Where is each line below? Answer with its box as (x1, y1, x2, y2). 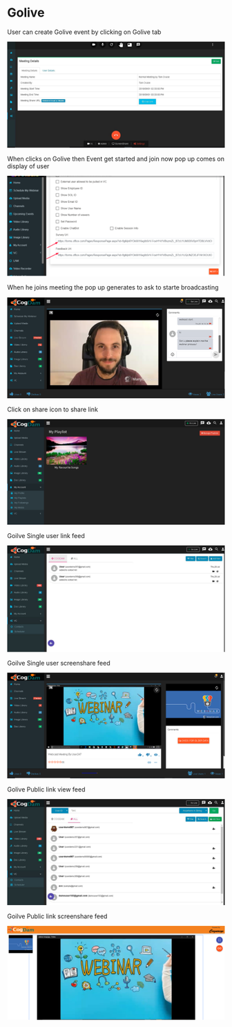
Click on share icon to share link (7, 405, 99, 413)
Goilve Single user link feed (7, 531, 85, 539)
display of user (7, 162, 50, 170)
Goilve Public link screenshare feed (7, 912, 108, 920)
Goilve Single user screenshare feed (7, 659, 110, 667)
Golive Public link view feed (7, 785, 86, 794)
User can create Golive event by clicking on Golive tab (7, 28, 162, 36)
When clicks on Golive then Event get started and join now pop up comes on (7, 154, 225, 163)
